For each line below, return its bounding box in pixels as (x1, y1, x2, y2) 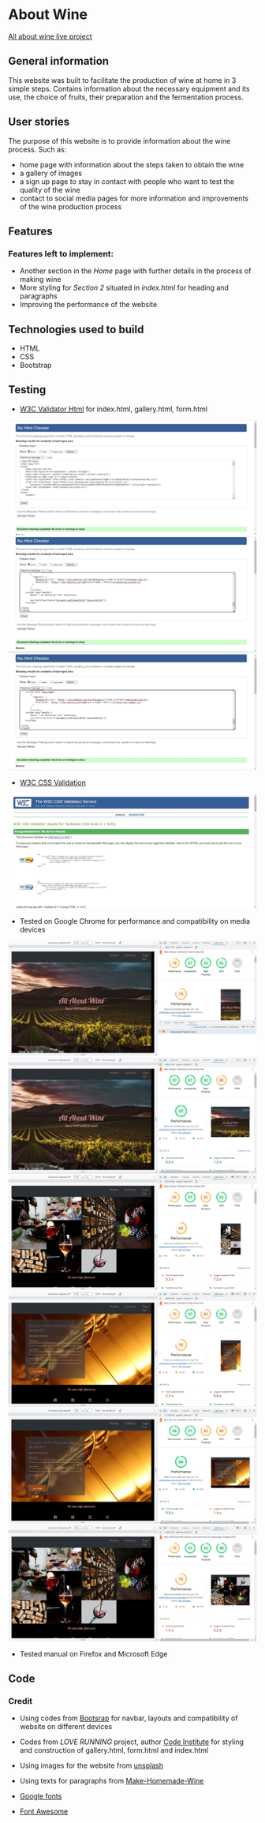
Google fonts (19, 1791, 62, 1801)
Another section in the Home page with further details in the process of (19, 266, 252, 276)
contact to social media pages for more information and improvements (19, 193, 248, 203)
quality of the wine (19, 185, 80, 194)
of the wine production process (19, 201, 122, 211)
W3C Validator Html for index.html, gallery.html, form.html (19, 404, 207, 414)
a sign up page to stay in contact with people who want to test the (19, 176, 235, 186)
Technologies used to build (8, 322, 144, 336)
